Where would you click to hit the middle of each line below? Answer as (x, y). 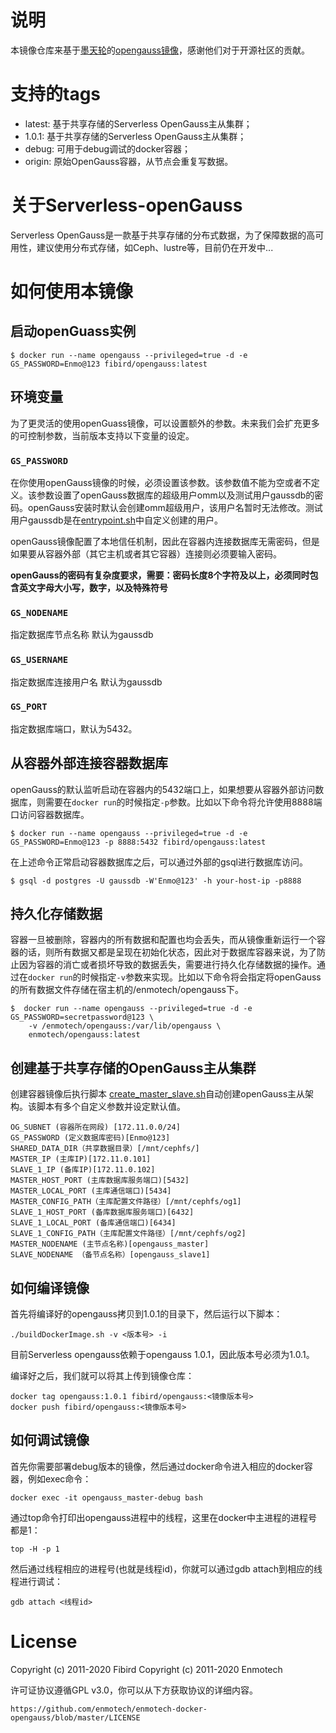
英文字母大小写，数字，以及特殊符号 (93, 587)
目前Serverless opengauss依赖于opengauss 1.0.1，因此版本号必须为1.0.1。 (162, 1355)
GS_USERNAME (39, 660)
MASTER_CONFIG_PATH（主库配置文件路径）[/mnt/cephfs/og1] (126, 1202)
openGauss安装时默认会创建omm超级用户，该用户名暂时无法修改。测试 (175, 507)
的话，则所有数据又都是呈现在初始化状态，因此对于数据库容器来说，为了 (167, 952)
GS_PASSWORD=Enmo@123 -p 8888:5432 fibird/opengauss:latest (138, 842)
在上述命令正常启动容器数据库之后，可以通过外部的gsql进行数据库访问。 (159, 862)
